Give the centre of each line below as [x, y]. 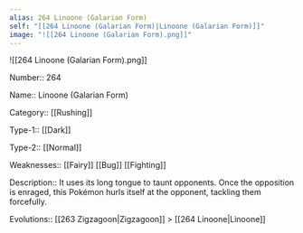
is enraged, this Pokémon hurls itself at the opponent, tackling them [136, 192]
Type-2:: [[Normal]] [46, 148]
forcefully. [28, 202]
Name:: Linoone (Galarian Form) [69, 95]
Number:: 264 [35, 78]
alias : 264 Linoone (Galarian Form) [78, 18]
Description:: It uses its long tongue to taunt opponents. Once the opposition [152, 182]
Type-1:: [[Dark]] [40, 130]
